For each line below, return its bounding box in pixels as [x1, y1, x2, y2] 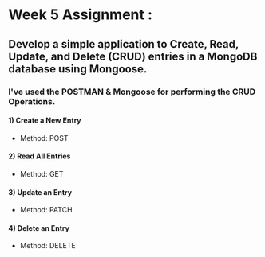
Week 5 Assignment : [8, 6, 153, 24]
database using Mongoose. [8, 62, 148, 76]
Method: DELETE [19, 241, 76, 251]
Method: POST [19, 133, 69, 142]
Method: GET [19, 169, 64, 178]
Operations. [8, 95, 56, 107]
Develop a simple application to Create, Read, [8, 37, 239, 51]
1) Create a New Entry [8, 115, 81, 125]
